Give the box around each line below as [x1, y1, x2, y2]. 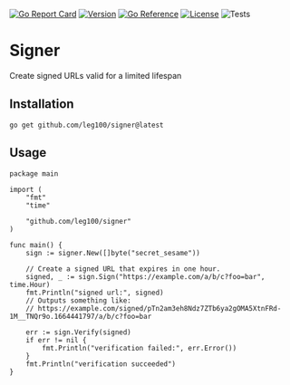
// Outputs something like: [25, 295, 131, 305]
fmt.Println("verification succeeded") [25, 359, 177, 369]
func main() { [9, 240, 63, 249]
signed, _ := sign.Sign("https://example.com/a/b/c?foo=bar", [25, 272, 266, 281]
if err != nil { [25, 335, 88, 344]
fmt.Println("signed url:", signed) [25, 288, 165, 297]
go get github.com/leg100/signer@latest [9, 120, 165, 130]
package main [9, 168, 59, 178]
